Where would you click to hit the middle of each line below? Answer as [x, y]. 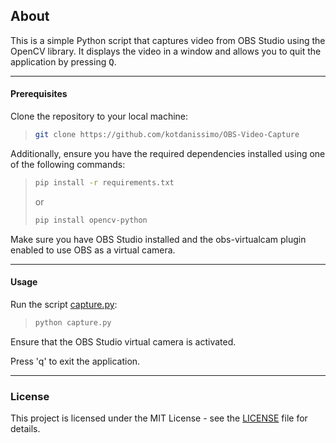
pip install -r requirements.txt [104, 182]
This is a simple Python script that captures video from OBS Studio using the [168, 40]
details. [25, 429]
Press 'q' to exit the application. [75, 361]
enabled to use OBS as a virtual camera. [93, 250]
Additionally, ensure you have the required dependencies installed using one [168, 153]
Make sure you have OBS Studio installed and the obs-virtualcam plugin [158, 239]
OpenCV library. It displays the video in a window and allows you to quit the [166, 51]
